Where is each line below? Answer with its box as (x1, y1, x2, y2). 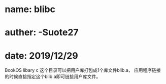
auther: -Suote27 (5, 27, 79, 38)
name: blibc (5, 4, 55, 15)
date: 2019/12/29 (5, 50, 78, 61)
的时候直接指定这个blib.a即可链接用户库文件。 (5, 73, 101, 79)
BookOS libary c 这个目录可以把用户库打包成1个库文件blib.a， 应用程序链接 (5, 67, 161, 73)
